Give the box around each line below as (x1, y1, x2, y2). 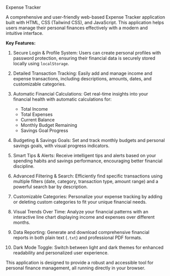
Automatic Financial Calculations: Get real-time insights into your (13, 91, 148, 97)
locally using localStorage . (13, 61, 70, 66)
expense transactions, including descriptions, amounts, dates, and (13, 76, 152, 81)
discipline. (13, 163, 35, 169)
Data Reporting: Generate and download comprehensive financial (13, 229, 150, 235)
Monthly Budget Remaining (20, 122, 77, 128)
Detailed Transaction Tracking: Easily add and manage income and (13, 70, 152, 76)
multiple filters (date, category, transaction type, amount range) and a (13, 178, 158, 184)
